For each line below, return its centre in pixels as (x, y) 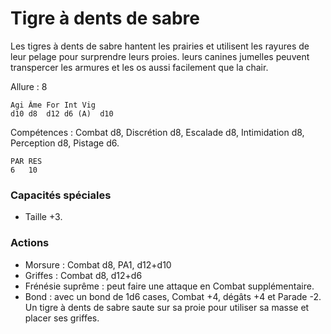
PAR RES (26, 161)
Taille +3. (43, 217)
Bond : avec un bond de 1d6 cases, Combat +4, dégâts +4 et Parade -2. (173, 296)
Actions (30, 243)
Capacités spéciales (61, 195)
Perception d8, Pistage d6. (65, 143)
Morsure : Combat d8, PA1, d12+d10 (98, 264)
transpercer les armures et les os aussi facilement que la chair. (139, 67)
